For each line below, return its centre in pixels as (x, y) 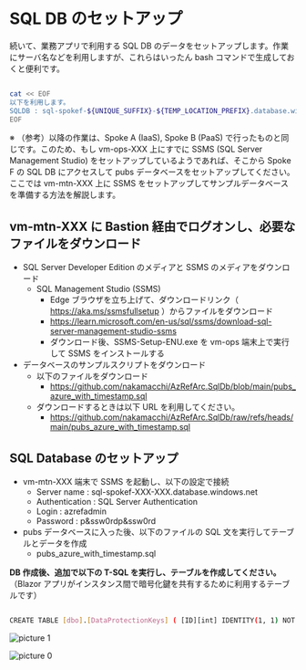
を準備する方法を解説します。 (65, 195)
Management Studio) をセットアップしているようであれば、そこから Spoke (150, 161)
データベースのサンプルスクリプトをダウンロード (114, 365)
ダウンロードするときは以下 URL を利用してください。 (138, 407)
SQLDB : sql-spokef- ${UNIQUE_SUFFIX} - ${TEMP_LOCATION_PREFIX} (130, 110)
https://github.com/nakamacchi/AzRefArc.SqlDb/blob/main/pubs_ (173, 387)
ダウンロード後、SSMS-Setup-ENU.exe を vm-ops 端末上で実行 (169, 342)
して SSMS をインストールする (107, 353)
